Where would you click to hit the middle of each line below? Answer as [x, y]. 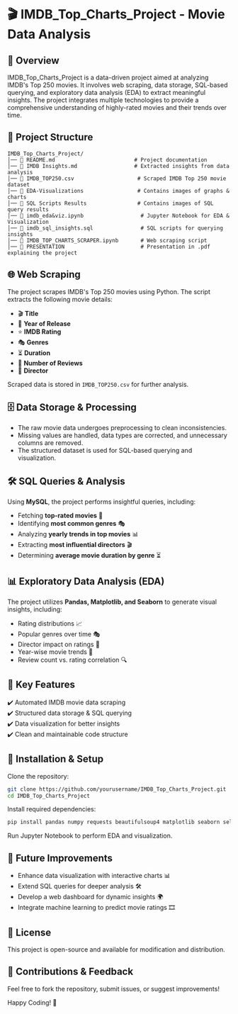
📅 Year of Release [44, 323]
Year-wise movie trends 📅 [55, 652]
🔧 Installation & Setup [56, 759]
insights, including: [35, 609]
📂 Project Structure [50, 137]
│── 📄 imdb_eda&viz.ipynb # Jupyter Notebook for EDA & [119, 215]
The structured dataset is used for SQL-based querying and [105, 451]
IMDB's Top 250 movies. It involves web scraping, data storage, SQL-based [118, 85]
